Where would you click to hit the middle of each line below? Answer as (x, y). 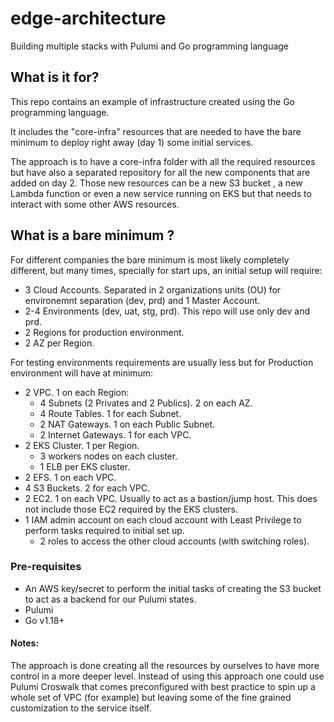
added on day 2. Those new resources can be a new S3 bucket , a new (156, 183)
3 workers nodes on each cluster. (108, 456)
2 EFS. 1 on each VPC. (70, 477)
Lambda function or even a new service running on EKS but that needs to (161, 193)
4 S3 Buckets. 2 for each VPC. (87, 488)
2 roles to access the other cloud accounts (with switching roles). (174, 541)
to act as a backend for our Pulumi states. (110, 599)
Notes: (25, 643)
